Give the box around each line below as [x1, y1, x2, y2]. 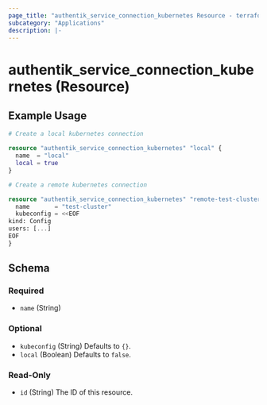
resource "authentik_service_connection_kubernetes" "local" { [8, 145, 222, 152]
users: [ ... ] [8, 225, 52, 233]
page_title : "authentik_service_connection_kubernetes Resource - [8, 11, 233, 20]
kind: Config [8, 218, 52, 226]
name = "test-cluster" [15, 202, 112, 210]
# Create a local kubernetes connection [8, 130, 145, 138]
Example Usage [8, 109, 87, 122]
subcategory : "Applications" [8, 19, 105, 27]
